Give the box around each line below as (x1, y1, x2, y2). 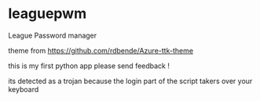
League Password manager (8, 31, 97, 40)
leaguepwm (8, 5, 87, 23)
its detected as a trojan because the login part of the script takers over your (8, 76, 253, 86)
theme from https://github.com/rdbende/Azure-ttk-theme (8, 46, 194, 55)
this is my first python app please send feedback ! (8, 60, 170, 71)
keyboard (8, 84, 39, 94)
